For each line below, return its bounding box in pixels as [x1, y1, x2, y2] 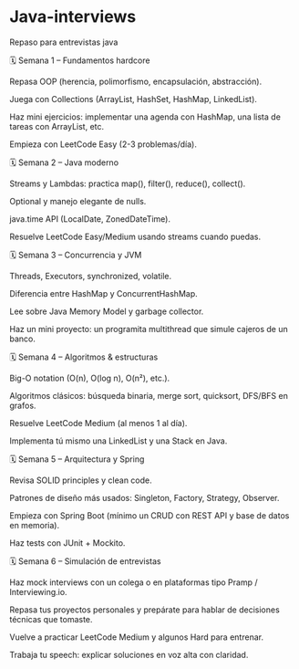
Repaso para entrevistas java [9, 37, 119, 47]
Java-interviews [9, 6, 137, 27]
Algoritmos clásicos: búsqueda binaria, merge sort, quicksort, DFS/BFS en [9, 390, 289, 401]
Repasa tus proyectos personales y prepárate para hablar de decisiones [9, 604, 280, 615]
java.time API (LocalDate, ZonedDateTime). [9, 213, 171, 225]
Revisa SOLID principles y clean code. [9, 475, 152, 486]
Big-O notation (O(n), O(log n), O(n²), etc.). [9, 372, 170, 383]
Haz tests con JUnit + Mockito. [9, 537, 126, 549]
